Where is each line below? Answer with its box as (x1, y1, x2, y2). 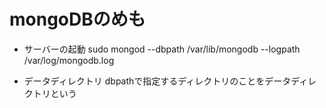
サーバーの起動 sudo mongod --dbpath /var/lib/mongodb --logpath (23, 43, 301, 55)
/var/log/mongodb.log (23, 54, 115, 66)
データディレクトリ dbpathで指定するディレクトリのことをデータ (23, 75, 292, 87)
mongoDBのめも (9, 8, 146, 31)
